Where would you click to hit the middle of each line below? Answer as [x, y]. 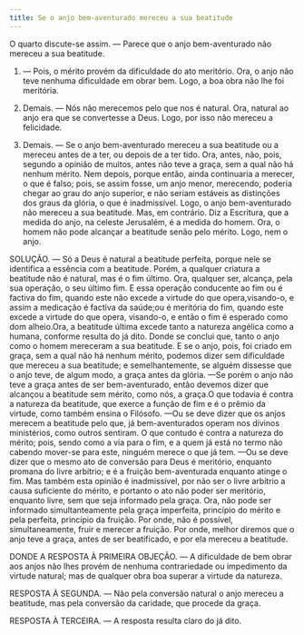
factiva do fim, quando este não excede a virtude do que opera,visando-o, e [152, 297]
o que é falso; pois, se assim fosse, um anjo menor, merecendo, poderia [157, 184]
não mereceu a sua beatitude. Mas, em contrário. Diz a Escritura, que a [155, 212]
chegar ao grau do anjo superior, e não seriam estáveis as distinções [151, 193]
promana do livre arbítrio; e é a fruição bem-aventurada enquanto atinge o [148, 471]
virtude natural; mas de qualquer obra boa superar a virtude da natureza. [146, 575]
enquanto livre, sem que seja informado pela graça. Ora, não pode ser [141, 500]
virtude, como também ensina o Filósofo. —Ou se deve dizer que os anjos [147, 413]
